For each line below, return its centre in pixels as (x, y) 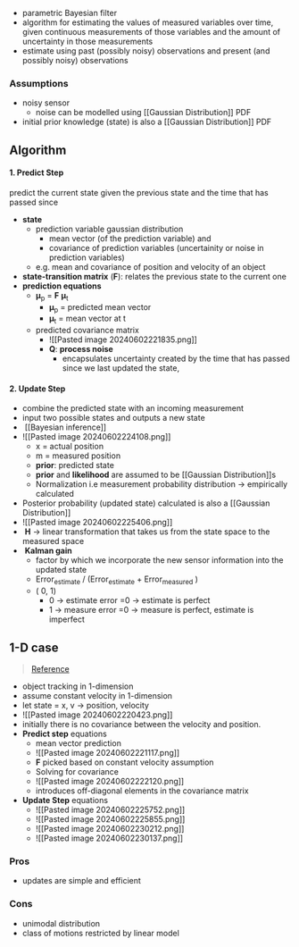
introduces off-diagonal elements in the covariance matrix (142, 791)
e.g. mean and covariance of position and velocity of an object (150, 266)
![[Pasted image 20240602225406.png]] (97, 523)
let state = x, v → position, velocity (86, 706)
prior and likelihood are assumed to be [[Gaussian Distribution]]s (156, 475)
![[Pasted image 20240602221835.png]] (123, 339)
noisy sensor (46, 103)
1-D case (34, 647)
